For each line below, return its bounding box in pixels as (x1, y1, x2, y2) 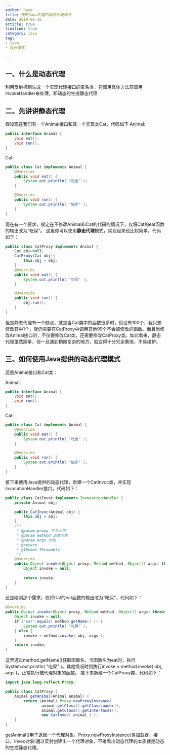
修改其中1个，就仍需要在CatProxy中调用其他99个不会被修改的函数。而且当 (5, 326, 160, 332)
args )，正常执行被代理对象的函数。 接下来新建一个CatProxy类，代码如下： (5, 670, 162, 676)
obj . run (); (23, 300, 47, 305)
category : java (5, 31, 37, 36)
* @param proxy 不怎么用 (16, 528, 66, 533)
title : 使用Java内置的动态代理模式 (5, 12, 72, 17)
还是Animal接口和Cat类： (5, 369, 58, 375)
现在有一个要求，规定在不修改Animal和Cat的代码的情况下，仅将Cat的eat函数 (5, 221, 164, 227)
